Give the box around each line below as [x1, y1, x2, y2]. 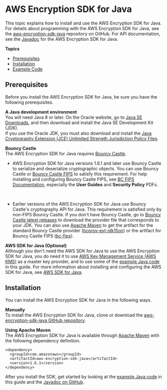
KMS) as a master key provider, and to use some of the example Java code [5, 258, 160, 264]
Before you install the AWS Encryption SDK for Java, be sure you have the [5, 94, 157, 100]
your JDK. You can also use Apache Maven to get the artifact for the [12, 222, 153, 228]
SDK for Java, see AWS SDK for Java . [5, 269, 83, 275]
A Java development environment [5, 109, 77, 115]
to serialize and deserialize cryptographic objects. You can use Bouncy [12, 165, 159, 171]
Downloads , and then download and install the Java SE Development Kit [5, 119, 153, 126]
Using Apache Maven [5, 327, 51, 333]
